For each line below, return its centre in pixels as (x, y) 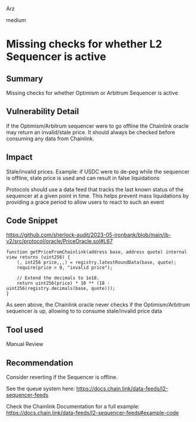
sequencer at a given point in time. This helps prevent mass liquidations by (97, 196)
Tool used (25, 330)
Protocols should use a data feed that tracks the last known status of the (95, 189)
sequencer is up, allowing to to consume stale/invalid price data (84, 311)
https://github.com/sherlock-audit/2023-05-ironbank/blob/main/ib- (88, 235)
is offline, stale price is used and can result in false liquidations (83, 178)
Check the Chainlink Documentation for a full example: (73, 407)
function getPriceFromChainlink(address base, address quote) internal (97, 252)
